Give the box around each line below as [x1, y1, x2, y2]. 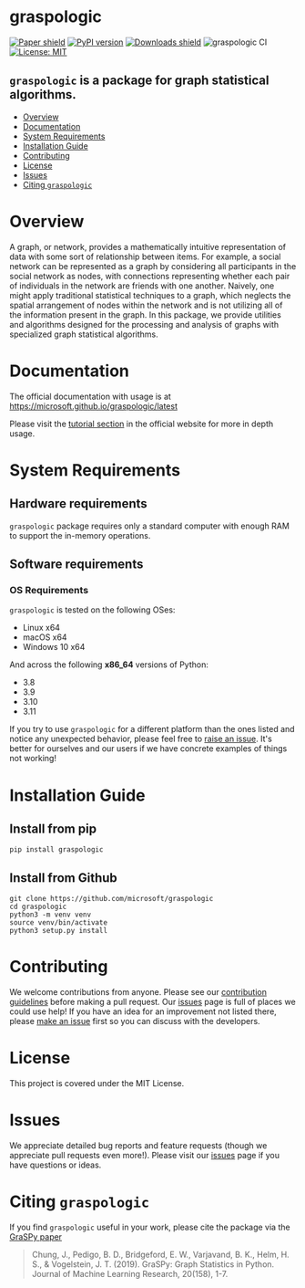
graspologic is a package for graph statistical [9, 73, 269, 89]
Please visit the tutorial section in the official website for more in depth [9, 418, 274, 429]
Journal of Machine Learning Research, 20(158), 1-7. [31, 1268, 229, 1279]
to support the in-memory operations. [9, 529, 151, 540]
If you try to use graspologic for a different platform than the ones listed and [9, 724, 295, 735]
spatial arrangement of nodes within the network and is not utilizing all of [9, 299, 283, 310]
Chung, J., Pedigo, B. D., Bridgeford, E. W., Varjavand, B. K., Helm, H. [31, 1249, 290, 1260]
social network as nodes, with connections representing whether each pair [9, 270, 290, 281]
